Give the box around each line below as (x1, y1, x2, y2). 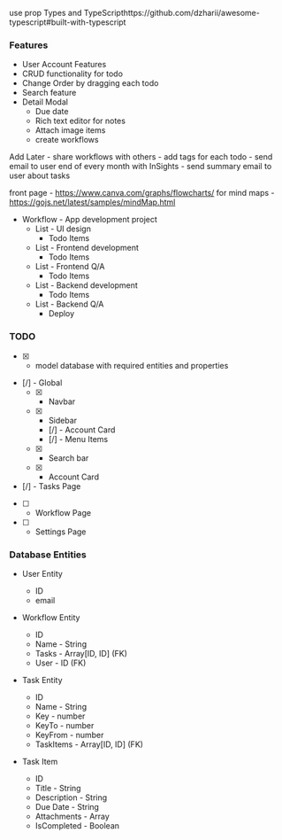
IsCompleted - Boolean (34, 820, 120, 831)
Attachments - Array (34, 811, 111, 821)
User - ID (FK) (34, 657, 87, 668)
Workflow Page (34, 507, 91, 517)
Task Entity (21, 674, 64, 685)
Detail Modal (21, 97, 69, 107)
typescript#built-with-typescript (9, 17, 126, 27)
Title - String (34, 782, 81, 793)
